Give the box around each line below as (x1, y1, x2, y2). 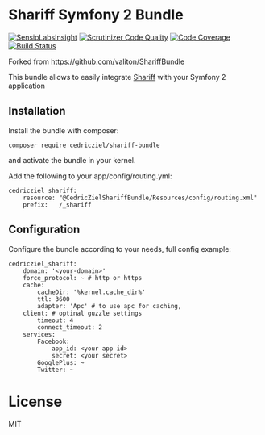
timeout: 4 (37, 316, 74, 324)
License (8, 392, 63, 411)
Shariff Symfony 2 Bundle (8, 6, 184, 24)
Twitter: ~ (37, 366, 74, 374)
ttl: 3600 (37, 295, 70, 303)
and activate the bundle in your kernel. (8, 155, 136, 165)
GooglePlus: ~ (37, 358, 85, 366)
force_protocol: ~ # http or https (23, 274, 143, 282)
